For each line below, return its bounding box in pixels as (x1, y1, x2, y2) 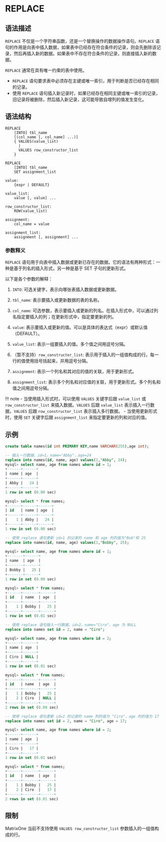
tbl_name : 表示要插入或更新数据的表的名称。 (12, 297, 102, 303)
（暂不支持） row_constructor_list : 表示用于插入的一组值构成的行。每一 (12, 352, 159, 358)
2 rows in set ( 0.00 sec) (5, 705, 58, 710)
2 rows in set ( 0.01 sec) (5, 796, 58, 801)
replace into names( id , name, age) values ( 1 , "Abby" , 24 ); (5, 458, 127, 462)
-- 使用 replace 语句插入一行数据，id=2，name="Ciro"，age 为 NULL (5, 622, 137, 627)
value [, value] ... (14, 195, 56, 200)
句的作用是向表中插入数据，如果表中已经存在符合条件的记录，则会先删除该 (5, 44, 157, 50)
